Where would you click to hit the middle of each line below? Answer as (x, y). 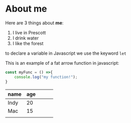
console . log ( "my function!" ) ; (46, 77)
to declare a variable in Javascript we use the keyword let (66, 53)
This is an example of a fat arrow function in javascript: (62, 63)
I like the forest (28, 43)
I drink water (25, 38)
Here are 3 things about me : (35, 23)
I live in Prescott (29, 32)
